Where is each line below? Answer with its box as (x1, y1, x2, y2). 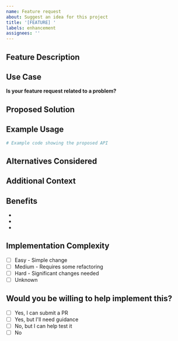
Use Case (6, 71, 42, 82)
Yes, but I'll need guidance (14, 316, 79, 323)
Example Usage (6, 124, 64, 135)
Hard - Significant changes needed (14, 270, 99, 277)
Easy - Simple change (14, 256, 68, 264)
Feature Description (6, 52, 80, 62)
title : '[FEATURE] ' (6, 19, 57, 25)
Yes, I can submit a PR (14, 309, 68, 316)
